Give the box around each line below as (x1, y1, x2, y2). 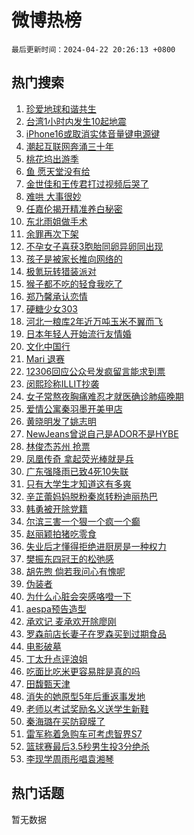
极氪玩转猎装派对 (25, 265, 97, 277)
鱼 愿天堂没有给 (25, 165, 91, 177)
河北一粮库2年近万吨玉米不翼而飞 (25, 315, 164, 327)
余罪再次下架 (25, 227, 79, 240)
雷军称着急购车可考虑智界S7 (25, 727, 143, 740)
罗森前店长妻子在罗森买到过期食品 (25, 627, 167, 640)
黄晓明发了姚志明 (25, 415, 97, 427)
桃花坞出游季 (25, 152, 79, 165)
